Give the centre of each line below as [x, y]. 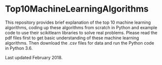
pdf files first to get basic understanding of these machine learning [72, 38]
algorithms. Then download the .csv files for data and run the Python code [80, 43]
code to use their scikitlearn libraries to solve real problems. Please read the [81, 32]
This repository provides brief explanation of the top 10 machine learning [78, 22]
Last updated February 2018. [34, 57]
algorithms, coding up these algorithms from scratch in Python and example [81, 27]
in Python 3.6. [19, 48]
